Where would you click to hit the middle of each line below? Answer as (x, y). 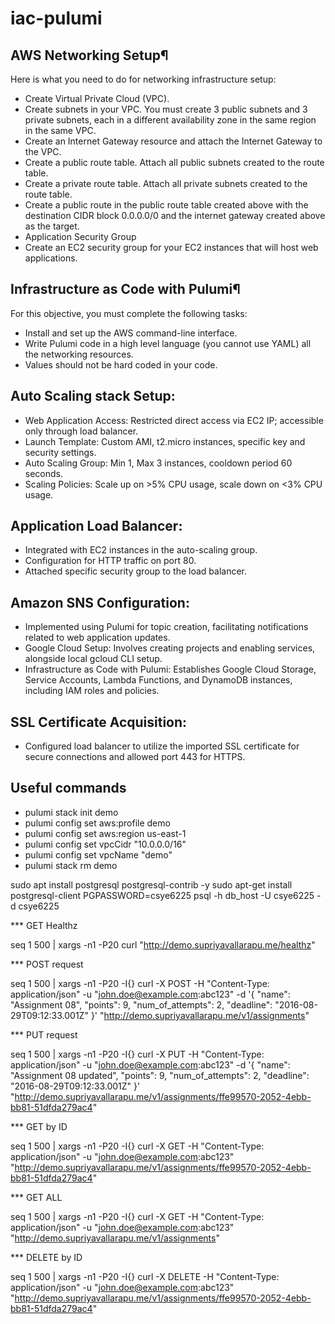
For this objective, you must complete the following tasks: (129, 313)
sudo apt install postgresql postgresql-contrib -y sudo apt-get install (151, 884)
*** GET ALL (36, 1197)
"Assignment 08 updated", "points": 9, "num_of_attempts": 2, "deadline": (160, 1075)
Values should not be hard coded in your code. (121, 364)
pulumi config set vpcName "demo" (98, 854)
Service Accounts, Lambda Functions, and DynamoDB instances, (158, 680)
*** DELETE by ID (46, 1257)
